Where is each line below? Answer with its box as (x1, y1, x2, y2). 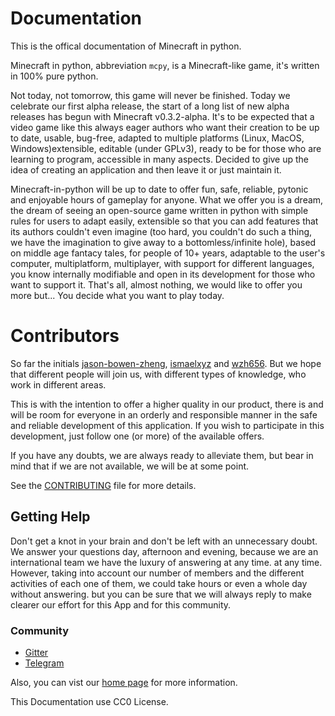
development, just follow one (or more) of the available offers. (10, 430, 265, 442)
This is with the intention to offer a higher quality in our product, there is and (10, 398, 324, 410)
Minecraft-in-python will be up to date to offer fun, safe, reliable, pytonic (10, 183, 309, 195)
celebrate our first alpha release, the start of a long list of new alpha (10, 100, 290, 112)
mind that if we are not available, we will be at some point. (10, 460, 250, 472)
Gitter (24, 646, 49, 658)
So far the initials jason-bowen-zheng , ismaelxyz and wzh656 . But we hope (10, 357, 322, 369)
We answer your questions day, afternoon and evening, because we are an (10, 545, 319, 557)
